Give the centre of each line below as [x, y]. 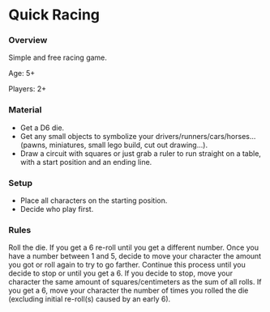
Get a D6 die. [42, 128]
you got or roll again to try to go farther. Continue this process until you [127, 265]
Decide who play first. [57, 209]
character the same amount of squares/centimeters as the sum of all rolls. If [135, 282]
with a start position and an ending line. [86, 162]
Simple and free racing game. [58, 57]
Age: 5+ [21, 74]
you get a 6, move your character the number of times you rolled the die [129, 291]
